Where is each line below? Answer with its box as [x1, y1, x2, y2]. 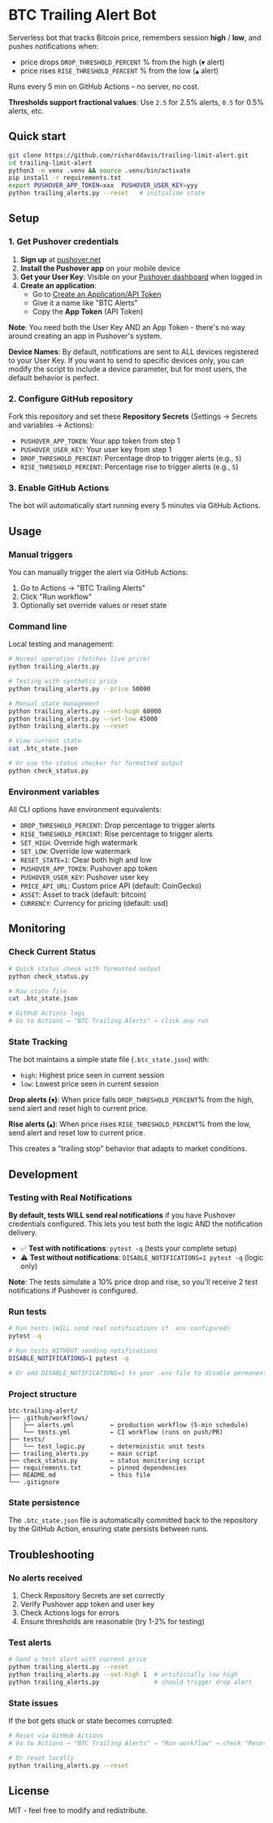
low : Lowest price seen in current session [19, 1079, 159, 1089]
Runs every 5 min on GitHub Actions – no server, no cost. [8, 81, 200, 91]
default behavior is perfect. [8, 372, 99, 382]
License [8, 1784, 50, 1798]
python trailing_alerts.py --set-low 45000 [8, 714, 158, 723]
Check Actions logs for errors [19, 1607, 119, 1618]
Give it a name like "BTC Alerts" [32, 297, 138, 307]
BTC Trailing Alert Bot [8, 6, 157, 24]
